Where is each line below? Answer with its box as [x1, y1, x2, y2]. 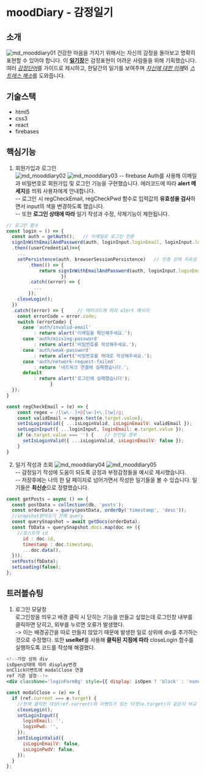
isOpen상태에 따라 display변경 [6, 661, 77, 668]
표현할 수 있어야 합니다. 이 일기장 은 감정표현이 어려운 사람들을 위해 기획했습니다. [6, 57, 197, 64]
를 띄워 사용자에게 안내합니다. [25, 187, 96, 194]
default [22, 370, 43, 376]
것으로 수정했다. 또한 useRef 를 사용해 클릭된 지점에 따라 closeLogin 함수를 [15, 636, 194, 643]
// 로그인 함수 [6, 222, 38, 228]
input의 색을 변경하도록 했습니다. [26, 202, 105, 209]
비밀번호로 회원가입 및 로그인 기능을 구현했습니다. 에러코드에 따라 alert [21, 180, 190, 187]
